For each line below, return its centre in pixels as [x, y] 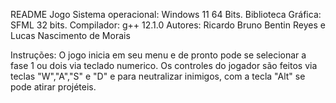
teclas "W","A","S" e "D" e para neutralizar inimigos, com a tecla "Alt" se [158, 76]
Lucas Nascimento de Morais [70, 35]
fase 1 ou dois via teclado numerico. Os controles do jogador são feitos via [164, 65]
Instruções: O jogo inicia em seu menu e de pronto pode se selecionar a [158, 55]
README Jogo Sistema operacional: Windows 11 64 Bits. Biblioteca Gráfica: [166, 14]
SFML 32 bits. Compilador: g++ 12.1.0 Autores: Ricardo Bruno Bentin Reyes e [168, 25]
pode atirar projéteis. [53, 87]
